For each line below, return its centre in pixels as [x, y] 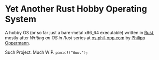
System [21, 19]
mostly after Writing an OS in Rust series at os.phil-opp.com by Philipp [75, 38]
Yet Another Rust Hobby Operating [76, 9]
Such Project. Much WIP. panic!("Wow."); [47, 52]
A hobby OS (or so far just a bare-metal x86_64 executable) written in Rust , [80, 32]
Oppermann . [18, 43]
